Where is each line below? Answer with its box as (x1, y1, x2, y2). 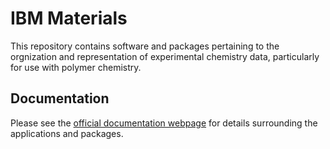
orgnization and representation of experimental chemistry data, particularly (10, 50, 320, 62)
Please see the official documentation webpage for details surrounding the (10, 117, 318, 129)
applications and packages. (10, 127, 124, 139)
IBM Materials (10, 7, 128, 30)
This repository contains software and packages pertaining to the (10, 40, 280, 52)
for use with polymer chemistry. (10, 61, 142, 73)
